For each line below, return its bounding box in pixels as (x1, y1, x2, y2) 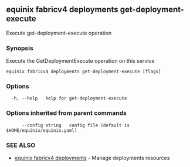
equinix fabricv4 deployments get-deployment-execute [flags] (6, 69, 161, 75)
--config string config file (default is (21, 122, 130, 128)
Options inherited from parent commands (6, 109, 127, 117)
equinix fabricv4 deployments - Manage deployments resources (14, 155, 170, 161)
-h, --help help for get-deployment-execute (11, 96, 127, 101)
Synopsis (6, 44, 33, 52)
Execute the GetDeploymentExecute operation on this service (6, 57, 155, 64)
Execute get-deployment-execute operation (6, 29, 112, 36)
